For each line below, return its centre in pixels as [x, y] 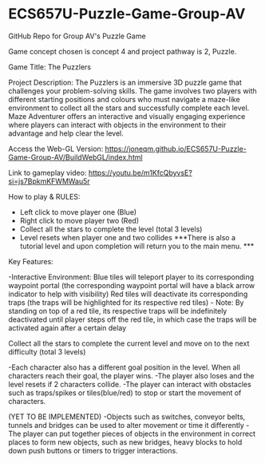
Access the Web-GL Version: [56, 148]
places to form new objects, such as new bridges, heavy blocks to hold [125, 442]
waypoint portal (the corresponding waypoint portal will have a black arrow [132, 285]
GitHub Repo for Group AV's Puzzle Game [77, 36]
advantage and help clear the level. [66, 133]
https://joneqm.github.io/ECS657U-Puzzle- [176, 148]
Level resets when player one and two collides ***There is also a [128, 237]
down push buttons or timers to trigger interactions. [93, 450]
